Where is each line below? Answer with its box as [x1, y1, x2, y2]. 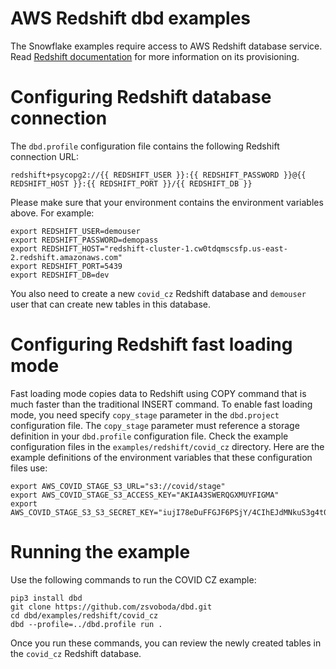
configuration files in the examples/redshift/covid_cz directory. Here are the [10, 440, 325, 452]
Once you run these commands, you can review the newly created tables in [10, 637, 322, 649]
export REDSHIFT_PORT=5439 [10, 261, 123, 271]
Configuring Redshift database [10, 86, 272, 109]
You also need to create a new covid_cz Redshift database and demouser [10, 287, 307, 299]
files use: [10, 462, 48, 474]
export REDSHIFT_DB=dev [10, 270, 110, 280]
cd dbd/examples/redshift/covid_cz [10, 610, 159, 621]
